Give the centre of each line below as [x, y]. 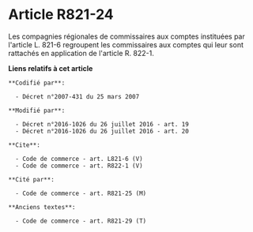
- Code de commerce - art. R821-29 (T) [81, 221]
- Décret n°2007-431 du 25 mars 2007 [77, 96]
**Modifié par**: [37, 110]
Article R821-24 [61, 15]
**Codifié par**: [37, 83]
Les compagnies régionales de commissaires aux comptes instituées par [126, 36]
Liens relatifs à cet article [51, 68]
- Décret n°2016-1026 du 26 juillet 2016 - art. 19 [102, 124]
